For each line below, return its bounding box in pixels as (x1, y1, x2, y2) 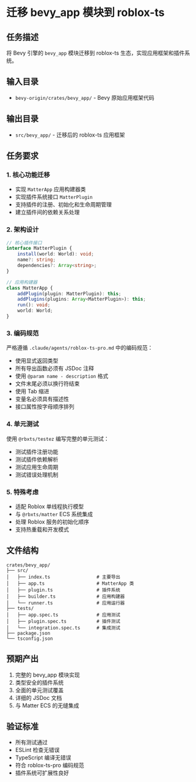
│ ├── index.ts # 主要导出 (6, 574, 121, 580)
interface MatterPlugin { (6, 246, 72, 252)
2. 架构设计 (6, 225, 39, 234)
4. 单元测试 (6, 420, 39, 429)
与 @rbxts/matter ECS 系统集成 (15, 510, 93, 517)
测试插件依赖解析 (15, 456, 59, 463)
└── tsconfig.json (6, 635, 53, 642)
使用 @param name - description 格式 (15, 372, 109, 380)
